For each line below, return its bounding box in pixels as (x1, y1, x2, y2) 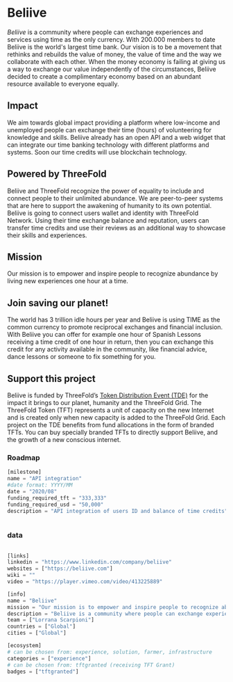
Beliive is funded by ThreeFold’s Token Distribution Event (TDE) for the (7, 391, 209, 399)
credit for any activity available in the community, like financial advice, (7, 345, 207, 354)
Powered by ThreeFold (7, 168, 107, 180)
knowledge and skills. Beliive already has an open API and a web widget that (7, 133, 226, 141)
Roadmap (7, 452, 40, 462)
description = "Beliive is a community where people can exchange (7, 610, 203, 617)
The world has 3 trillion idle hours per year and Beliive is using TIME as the (7, 315, 221, 324)
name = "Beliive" (7, 597, 58, 604)
